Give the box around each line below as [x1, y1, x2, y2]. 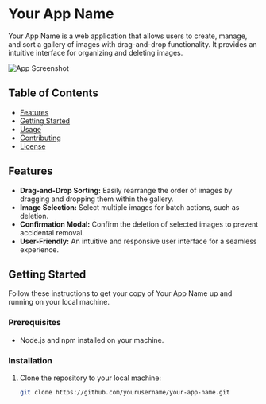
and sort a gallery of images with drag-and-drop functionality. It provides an [8, 39, 257, 49]
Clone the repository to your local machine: [19, 373, 161, 383]
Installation [8, 355, 53, 366]
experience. [19, 244, 60, 254]
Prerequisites [8, 317, 61, 328]
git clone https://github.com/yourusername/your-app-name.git [19, 388, 230, 396]
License [19, 141, 46, 151]
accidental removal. [19, 227, 85, 237]
